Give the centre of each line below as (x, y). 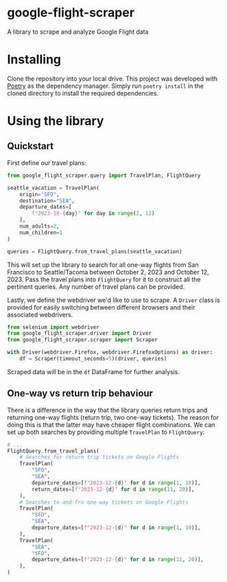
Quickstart (31, 146)
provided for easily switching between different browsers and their (101, 307)
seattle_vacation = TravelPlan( (53, 188)
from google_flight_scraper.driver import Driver (80, 334)
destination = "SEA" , (47, 201)
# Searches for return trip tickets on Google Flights (99, 457)
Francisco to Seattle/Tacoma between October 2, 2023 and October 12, (108, 272)
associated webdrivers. (40, 314)
